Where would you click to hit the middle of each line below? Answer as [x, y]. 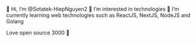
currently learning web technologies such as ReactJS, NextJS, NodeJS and [98, 15]
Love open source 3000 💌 [38, 33]
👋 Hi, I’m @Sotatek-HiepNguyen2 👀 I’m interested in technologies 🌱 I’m [93, 9]
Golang [15, 21]
